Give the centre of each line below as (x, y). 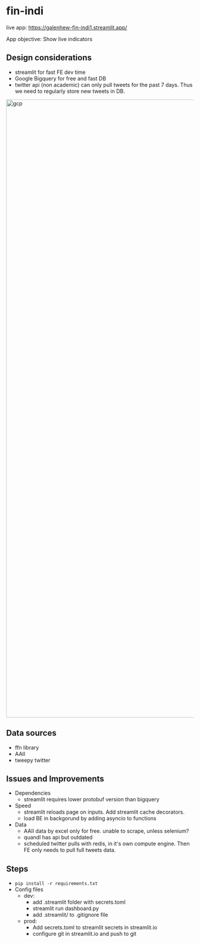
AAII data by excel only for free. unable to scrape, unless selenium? (106, 831)
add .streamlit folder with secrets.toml (79, 902)
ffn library (27, 747)
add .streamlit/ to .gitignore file (70, 915)
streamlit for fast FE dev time (50, 72)
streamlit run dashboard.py (66, 908)
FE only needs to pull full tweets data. (70, 850)
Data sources (31, 733)
